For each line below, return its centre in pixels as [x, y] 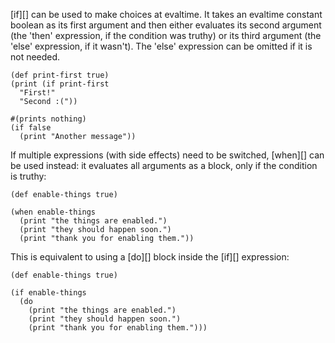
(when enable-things [53, 212]
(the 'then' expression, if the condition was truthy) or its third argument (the [166, 35]
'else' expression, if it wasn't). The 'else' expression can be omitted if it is [161, 46]
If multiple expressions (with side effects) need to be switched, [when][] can [167, 155]
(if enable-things [48, 293]
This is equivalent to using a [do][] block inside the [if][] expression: [150, 257]
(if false [31, 128]
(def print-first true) [60, 75]
